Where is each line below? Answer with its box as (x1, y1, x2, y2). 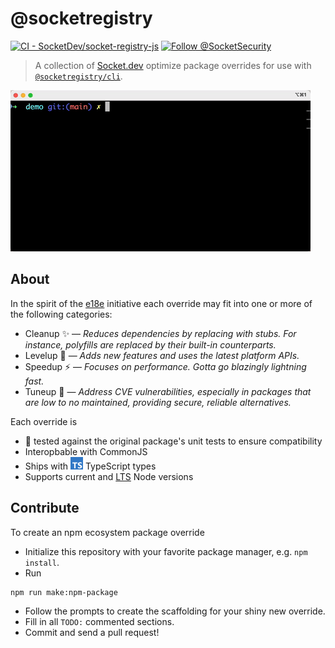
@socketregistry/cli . (34, 70, 123, 82)
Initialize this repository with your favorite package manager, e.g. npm (24, 545, 308, 557)
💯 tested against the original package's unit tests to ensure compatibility (24, 435, 323, 447)
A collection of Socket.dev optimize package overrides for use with (34, 59, 312, 71)
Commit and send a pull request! (24, 627, 160, 639)
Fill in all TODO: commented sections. (24, 616, 175, 628)
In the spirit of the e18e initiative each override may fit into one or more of (10, 297, 313, 309)
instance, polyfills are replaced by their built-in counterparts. (24, 338, 277, 351)
